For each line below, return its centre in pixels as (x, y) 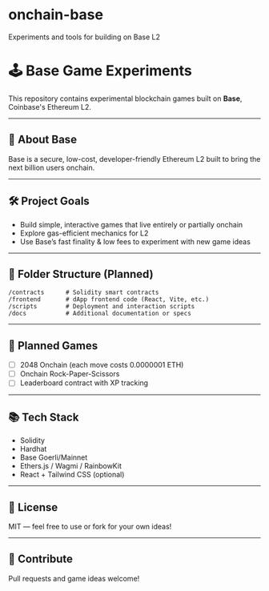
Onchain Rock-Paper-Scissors (70, 374)
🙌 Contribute (41, 559)
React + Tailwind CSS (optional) (72, 475)
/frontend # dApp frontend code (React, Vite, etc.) (109, 300)
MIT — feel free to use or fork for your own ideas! (90, 526)
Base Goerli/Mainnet (54, 457)
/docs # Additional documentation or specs (100, 314)
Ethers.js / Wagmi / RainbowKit (70, 466)
